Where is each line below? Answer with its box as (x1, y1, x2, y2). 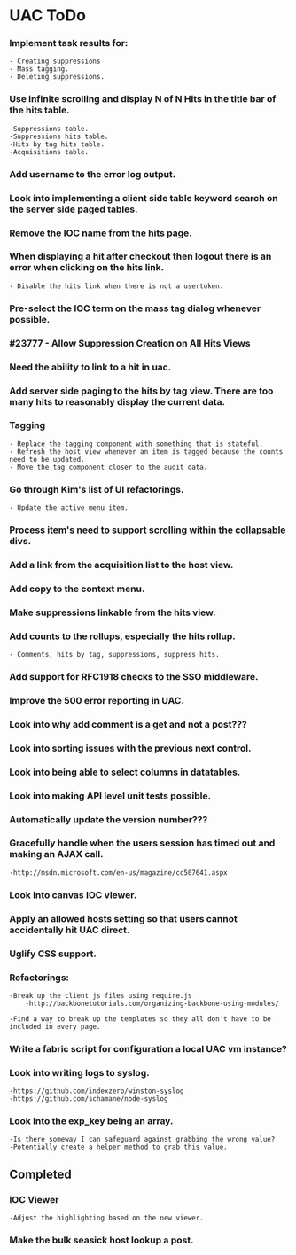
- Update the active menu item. (9, 503, 129, 512)
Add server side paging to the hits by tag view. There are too (9, 385, 274, 397)
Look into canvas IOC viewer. (9, 888, 137, 900)
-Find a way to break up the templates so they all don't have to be (9, 1014, 272, 1024)
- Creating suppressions (9, 57, 101, 66)
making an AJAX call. (9, 848, 104, 861)
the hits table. (9, 104, 70, 116)
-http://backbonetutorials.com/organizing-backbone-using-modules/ (25, 999, 279, 1008)
